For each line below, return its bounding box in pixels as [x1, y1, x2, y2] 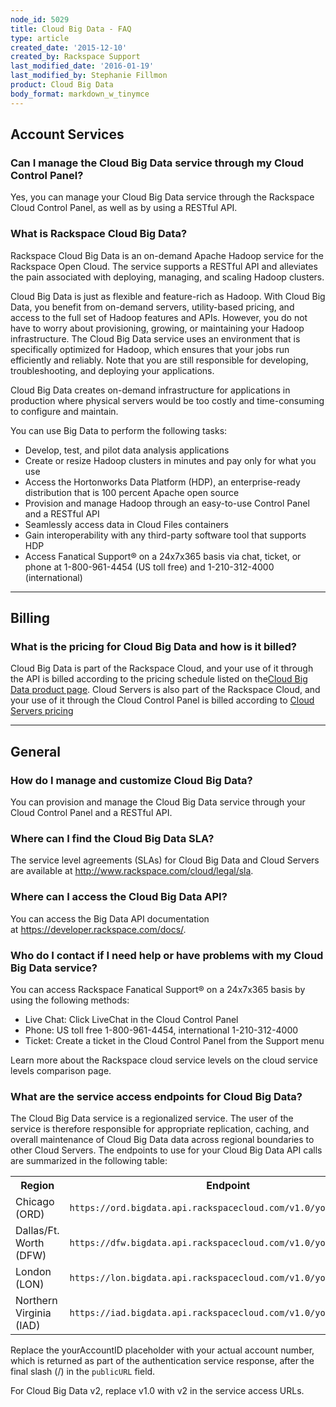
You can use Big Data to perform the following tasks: [10, 424, 228, 436]
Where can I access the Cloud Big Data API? [10, 890, 228, 904]
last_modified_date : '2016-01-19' [10, 61, 155, 71]
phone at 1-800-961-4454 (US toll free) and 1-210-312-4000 [24, 561, 275, 573]
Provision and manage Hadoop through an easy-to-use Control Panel [24, 497, 310, 509]
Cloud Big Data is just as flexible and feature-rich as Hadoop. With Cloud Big [10, 290, 326, 302]
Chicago [15, 1195, 55, 1209]
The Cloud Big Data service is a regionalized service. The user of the [10, 1112, 294, 1125]
